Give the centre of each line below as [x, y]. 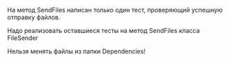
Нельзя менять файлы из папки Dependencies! [77, 51]
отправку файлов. [34, 17]
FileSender [23, 38]
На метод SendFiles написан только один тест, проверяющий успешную [115, 10]
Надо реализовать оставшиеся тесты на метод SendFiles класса [103, 31]
